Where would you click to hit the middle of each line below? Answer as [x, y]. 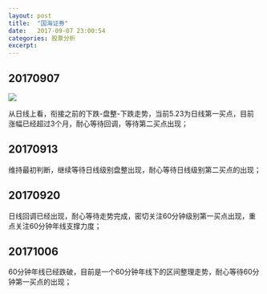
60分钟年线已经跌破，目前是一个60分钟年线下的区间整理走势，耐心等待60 [130, 272]
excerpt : [23, 46]
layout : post [30, 16]
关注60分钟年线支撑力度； [58, 226]
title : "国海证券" [38, 23]
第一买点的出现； [43, 282]
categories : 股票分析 [42, 38]
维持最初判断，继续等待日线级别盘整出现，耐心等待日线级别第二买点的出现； [135, 169]
